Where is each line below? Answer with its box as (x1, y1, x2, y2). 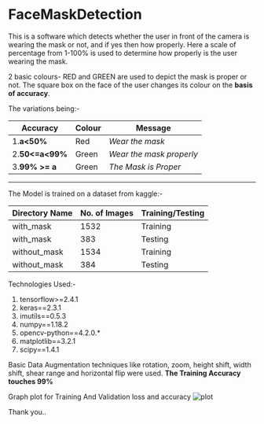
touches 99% (8, 376, 53, 386)
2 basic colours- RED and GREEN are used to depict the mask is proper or (8, 72, 247, 81)
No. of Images (79, 207, 134, 218)
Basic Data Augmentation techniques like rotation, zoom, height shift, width (8, 359, 251, 369)
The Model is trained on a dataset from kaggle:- (8, 189, 163, 198)
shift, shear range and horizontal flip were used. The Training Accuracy (8, 368, 241, 378)
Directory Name (12, 207, 73, 218)
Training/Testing (141, 207, 205, 218)
